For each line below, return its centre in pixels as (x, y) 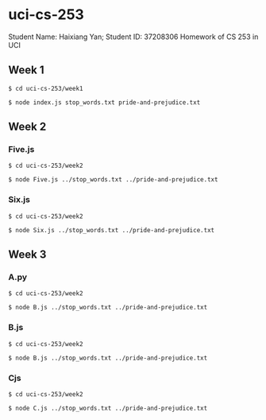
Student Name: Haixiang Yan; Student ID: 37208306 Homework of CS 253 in (133, 37)
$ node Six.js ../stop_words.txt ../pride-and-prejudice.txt (112, 230)
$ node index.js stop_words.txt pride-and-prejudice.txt (104, 102)
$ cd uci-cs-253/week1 (46, 88)
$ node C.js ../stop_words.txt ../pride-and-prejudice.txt (108, 408)
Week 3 (27, 255)
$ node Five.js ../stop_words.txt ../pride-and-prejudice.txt (113, 180)
